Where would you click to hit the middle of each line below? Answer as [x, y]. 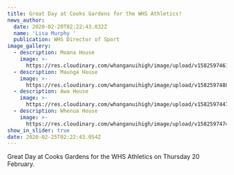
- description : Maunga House [56, 72]
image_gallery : [29, 46]
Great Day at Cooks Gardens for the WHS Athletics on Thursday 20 [103, 157]
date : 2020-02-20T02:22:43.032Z [61, 26]
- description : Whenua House [56, 111]
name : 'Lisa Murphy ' [45, 33]
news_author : [26, 20]
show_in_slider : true [39, 130]
